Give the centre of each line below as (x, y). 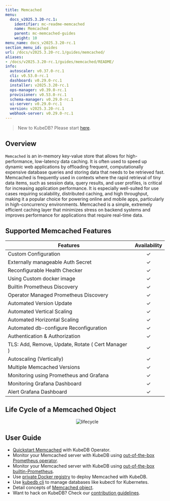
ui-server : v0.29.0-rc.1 (36, 104)
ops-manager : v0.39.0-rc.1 (38, 90)
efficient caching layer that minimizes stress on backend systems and (78, 210)
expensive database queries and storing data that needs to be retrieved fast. (85, 172)
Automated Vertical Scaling (40, 311)
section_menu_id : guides (31, 48)
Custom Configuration (34, 254)
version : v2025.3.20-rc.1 (37, 109)
